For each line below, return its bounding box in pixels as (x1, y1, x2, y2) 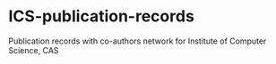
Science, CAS (8, 44, 59, 55)
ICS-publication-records (8, 6, 194, 27)
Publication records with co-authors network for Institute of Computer (8, 36, 267, 46)
